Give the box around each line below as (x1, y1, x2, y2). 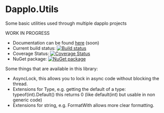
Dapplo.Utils (5, 4, 59, 15)
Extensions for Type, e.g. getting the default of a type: (12, 86, 126, 92)
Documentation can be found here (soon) (12, 39, 100, 46)
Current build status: (12, 45, 56, 51)
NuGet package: (12, 55, 47, 62)
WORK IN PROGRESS (5, 30, 50, 36)
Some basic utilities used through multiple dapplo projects (5, 20, 127, 26)
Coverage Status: (12, 50, 49, 56)
